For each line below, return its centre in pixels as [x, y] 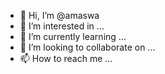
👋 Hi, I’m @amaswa [59, 15]
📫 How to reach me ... [66, 58]
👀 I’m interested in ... [62, 26]
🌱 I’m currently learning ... [73, 36]
